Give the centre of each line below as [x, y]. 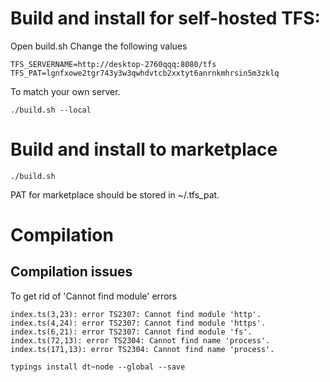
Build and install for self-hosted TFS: [165, 18]
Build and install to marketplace [144, 149]
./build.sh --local [51, 110]
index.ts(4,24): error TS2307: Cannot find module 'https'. [138, 323]
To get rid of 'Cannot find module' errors [94, 296]
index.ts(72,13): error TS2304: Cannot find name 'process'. [140, 340]
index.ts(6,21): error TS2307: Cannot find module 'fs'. [131, 332]
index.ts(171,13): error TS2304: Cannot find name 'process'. [142, 349]
